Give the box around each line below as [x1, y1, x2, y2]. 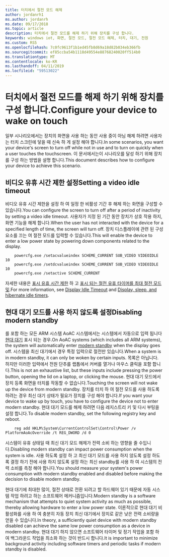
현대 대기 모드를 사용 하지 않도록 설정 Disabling [5, 308, 142, 317]
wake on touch [5, 116, 68, 127]
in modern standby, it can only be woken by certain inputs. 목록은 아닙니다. [5, 354, 159, 361]
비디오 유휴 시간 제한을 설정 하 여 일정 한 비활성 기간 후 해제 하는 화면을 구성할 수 [5, 200, 163, 207]
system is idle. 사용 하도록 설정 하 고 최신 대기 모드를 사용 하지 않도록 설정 [5, 452, 151, 458]
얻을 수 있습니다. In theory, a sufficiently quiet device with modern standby [5, 517, 157, 523]
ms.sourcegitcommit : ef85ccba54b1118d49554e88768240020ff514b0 [5, 49, 141, 54]
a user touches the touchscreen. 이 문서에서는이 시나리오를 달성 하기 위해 [5, 150, 153, 156]
